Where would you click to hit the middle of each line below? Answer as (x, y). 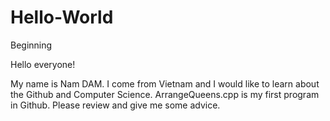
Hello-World (62, 17)
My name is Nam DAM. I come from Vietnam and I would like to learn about (165, 83)
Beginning (31, 45)
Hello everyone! (43, 64)
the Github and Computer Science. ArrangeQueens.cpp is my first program (165, 94)
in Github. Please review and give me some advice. (115, 105)
